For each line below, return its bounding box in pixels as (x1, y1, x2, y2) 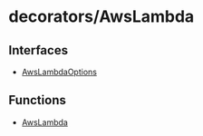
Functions (8, 92, 67, 108)
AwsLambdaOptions (21, 66, 97, 77)
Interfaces (8, 43, 69, 58)
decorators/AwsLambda (8, 6, 195, 27)
